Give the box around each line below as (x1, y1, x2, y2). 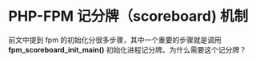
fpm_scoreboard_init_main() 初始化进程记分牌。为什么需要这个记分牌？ (8, 45, 246, 54)
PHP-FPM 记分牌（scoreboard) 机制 (8, 7, 249, 25)
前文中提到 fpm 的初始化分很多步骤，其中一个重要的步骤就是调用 (8, 35, 222, 45)
